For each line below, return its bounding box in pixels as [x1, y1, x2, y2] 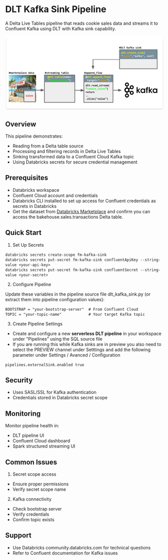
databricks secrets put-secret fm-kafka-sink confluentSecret [5, 267, 138, 272]
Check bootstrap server [12, 506, 62, 512]
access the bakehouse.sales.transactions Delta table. [12, 213, 123, 220]
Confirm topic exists [12, 517, 54, 523]
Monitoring [5, 409, 41, 418]
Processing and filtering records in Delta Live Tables [12, 148, 121, 154]
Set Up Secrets [12, 242, 44, 248]
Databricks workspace [12, 187, 59, 193]
